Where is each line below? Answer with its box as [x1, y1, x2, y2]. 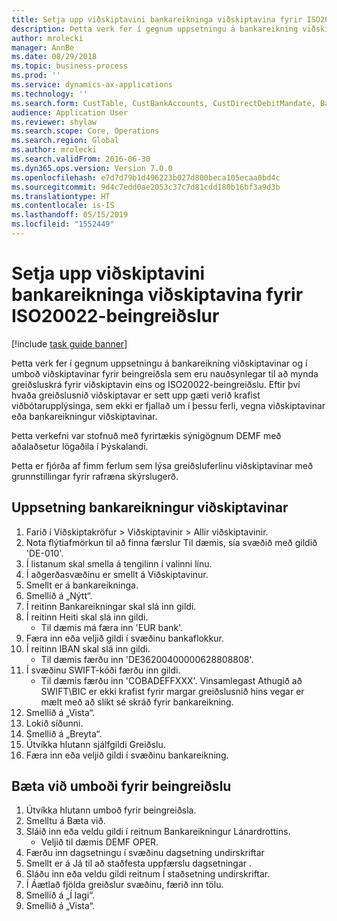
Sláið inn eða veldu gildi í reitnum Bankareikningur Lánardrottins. [25, 826, 291, 838]
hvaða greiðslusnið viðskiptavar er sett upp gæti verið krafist [11, 389, 261, 401]
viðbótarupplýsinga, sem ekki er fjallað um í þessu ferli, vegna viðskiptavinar [11, 399, 326, 411]
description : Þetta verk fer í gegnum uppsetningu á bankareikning [11, 24, 299, 34]
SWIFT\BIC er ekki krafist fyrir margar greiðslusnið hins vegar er [40, 685, 305, 697]
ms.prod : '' [11, 71, 61, 81]
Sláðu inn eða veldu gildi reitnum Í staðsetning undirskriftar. [25, 868, 271, 880]
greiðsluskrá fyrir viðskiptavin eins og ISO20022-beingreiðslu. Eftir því [11, 378, 301, 390]
